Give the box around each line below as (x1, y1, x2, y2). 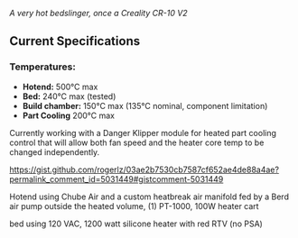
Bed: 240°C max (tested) (22, 90, 116, 102)
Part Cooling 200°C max (22, 110, 116, 121)
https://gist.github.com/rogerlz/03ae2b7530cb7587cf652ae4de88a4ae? (9, 164, 280, 175)
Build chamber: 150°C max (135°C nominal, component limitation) (22, 100, 268, 111)
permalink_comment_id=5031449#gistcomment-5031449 (9, 173, 224, 184)
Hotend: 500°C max (22, 81, 98, 92)
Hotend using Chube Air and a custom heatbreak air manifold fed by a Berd (9, 191, 289, 202)
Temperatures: (9, 60, 77, 73)
